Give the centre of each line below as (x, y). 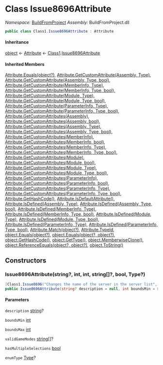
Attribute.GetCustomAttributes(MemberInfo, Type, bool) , (61, 152)
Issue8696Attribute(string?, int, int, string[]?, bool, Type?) (75, 274)
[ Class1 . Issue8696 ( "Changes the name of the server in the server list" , (81, 284)
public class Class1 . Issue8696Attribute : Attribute (59, 31)
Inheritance (17, 42)
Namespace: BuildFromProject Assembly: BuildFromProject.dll (67, 22)
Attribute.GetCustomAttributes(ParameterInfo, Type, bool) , (63, 194)
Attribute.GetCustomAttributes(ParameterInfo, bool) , (57, 183)
